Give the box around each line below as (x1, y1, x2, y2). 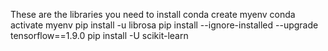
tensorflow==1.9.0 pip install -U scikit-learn (10, 30, 189, 41)
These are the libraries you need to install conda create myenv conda (10, 9, 296, 20)
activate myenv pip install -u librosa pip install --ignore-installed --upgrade (10, 19, 319, 31)
